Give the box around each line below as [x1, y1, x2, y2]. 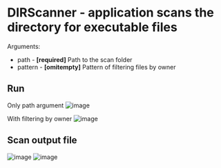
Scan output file [7, 134, 77, 146]
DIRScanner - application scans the [7, 5, 214, 21]
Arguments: [7, 42, 41, 50]
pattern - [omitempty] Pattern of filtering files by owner [17, 63, 176, 71]
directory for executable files [7, 19, 177, 35]
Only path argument [7, 101, 64, 109]
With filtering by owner [7, 114, 73, 123]
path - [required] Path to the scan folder [17, 55, 133, 63]
